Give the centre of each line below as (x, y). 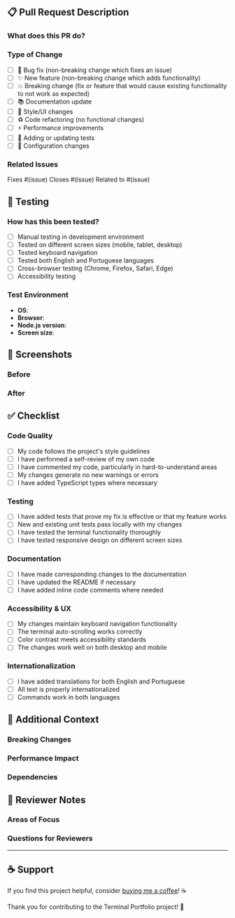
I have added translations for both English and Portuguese (101, 681)
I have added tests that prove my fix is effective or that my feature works (122, 517)
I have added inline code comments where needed (90, 590)
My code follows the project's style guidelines (84, 451)
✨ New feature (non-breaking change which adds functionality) (109, 78)
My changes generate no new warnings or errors (88, 475)
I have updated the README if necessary (77, 582)
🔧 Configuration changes (53, 146)
